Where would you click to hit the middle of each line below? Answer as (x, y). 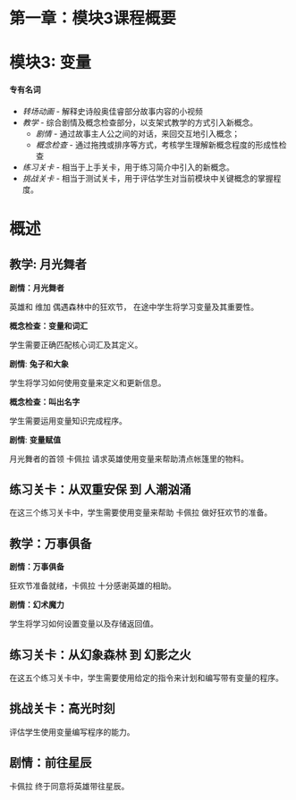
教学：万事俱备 (51, 543)
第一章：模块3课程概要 (93, 18)
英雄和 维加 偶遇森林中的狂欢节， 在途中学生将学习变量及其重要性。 (134, 307)
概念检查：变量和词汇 (48, 325)
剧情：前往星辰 (51, 763)
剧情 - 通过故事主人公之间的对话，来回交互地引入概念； (137, 133)
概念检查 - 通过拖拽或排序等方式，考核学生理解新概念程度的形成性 (157, 145)
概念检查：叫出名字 (45, 401)
